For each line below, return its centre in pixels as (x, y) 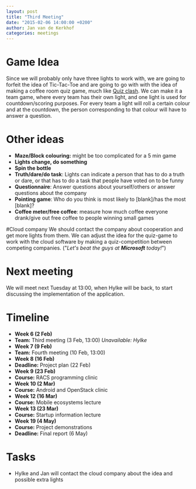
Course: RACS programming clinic (56, 377)
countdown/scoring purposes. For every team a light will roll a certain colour (98, 104)
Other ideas (35, 140)
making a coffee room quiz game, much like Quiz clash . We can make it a (94, 91)
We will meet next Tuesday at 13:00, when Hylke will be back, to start (89, 288)
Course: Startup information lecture (58, 415)
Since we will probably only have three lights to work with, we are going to (96, 78)
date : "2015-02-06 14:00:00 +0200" (49, 22)
